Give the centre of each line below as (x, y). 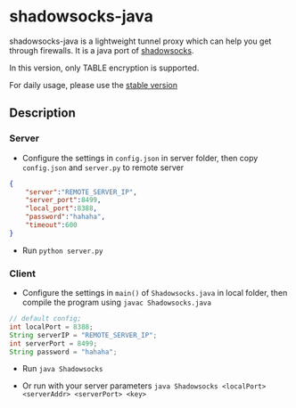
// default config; (45, 319)
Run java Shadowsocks (62, 369)
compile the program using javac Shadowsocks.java (117, 302)
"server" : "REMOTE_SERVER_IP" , (82, 192)
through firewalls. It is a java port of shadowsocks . (102, 50)
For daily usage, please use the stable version (94, 85)
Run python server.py (62, 250)
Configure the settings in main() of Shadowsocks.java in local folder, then (155, 293)
